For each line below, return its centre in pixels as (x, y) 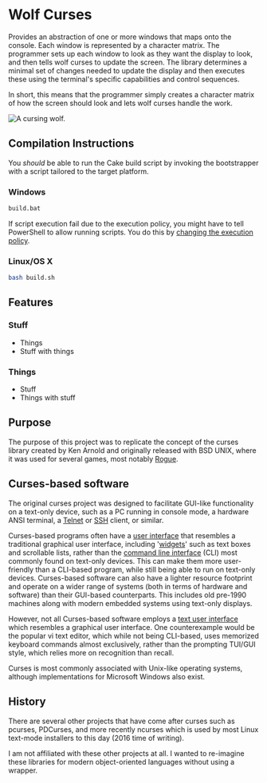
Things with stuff (47, 398)
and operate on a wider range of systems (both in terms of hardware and (128, 586)
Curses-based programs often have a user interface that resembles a (122, 535)
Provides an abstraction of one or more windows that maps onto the (120, 37)
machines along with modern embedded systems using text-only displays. (130, 603)
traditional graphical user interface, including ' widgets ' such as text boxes (130, 544)
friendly (21, 569)
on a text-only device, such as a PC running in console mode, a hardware (129, 511)
